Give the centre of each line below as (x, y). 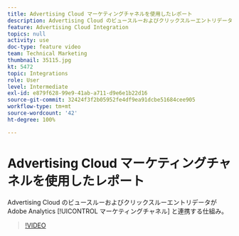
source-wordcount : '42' (43, 113)
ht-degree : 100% (31, 119)
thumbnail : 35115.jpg (39, 60)
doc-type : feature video (44, 47)
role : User (23, 80)
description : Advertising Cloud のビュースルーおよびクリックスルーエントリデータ (120, 21)
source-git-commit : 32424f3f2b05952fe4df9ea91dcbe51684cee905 (101, 100)
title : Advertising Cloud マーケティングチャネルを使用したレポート (100, 14)
